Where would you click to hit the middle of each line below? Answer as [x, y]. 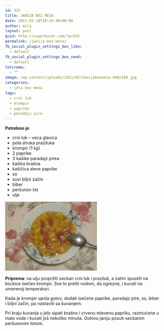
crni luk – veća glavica [35, 138]
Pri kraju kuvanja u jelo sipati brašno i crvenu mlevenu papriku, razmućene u [82, 313]
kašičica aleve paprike [35, 169]
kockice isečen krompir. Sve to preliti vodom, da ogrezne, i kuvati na [74, 284]
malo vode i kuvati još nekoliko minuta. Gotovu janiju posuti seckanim [75, 318]
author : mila [18, 26]
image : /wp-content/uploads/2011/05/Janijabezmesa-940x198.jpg [71, 78]
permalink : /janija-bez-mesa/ [36, 42]
